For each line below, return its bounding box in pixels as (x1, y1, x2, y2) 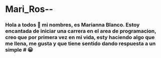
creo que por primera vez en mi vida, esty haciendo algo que (5, 34, 155, 41)
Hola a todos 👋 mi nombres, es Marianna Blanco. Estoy (5, 21, 140, 28)
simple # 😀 (5, 46, 33, 53)
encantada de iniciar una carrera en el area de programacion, (5, 27, 156, 34)
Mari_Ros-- (5, 3, 53, 15)
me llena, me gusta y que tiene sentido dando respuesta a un (5, 40, 156, 47)
